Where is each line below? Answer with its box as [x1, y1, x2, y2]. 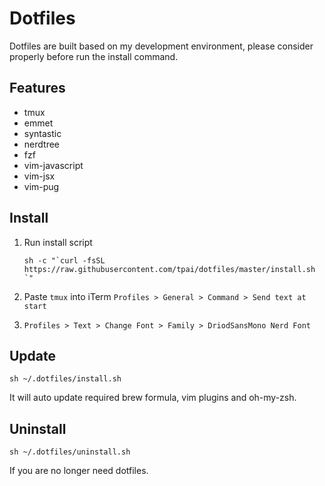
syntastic [23, 127, 62, 139]
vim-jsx [23, 170, 56, 182]
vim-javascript [23, 159, 84, 171]
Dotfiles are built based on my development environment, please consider [9, 40, 314, 52]
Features [9, 80, 66, 97]
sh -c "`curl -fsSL [23, 255, 106, 266]
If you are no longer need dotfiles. [9, 465, 149, 477]
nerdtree [23, 138, 60, 150]
